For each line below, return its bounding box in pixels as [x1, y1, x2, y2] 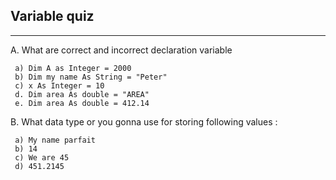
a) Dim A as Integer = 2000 [14, 63, 132, 73]
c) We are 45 [14, 152, 70, 163]
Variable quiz [10, 8, 95, 25]
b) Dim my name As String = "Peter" [14, 72, 168, 82]
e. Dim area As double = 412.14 [14, 98, 150, 108]
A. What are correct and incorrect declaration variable [10, 44, 233, 56]
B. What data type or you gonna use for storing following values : [10, 115, 278, 128]
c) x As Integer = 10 [14, 80, 105, 91]
